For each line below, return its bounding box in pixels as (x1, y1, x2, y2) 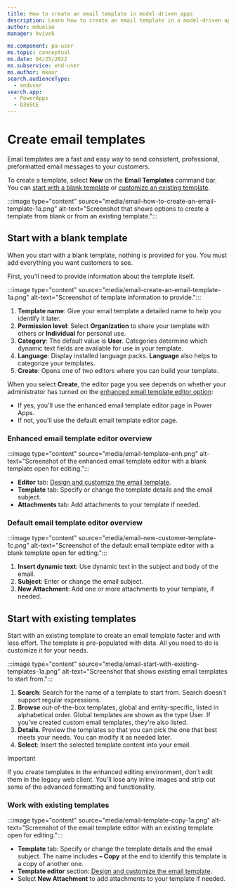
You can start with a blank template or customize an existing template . (7, 183, 211, 192)
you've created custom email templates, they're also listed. (17, 718, 188, 727)
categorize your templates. (17, 359, 96, 367)
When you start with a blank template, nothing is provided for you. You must (7, 251, 227, 259)
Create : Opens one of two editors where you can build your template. (17, 366, 219, 374)
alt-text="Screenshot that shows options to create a (58, 204, 209, 213)
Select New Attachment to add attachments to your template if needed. (17, 875, 226, 883)
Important (7, 754, 36, 763)
